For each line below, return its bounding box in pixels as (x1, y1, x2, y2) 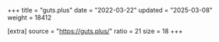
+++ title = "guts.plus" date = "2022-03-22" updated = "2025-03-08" (7, 6, 213, 14)
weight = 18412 (7, 13, 52, 22)
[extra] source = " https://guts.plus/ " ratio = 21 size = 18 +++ (7, 27, 183, 35)
